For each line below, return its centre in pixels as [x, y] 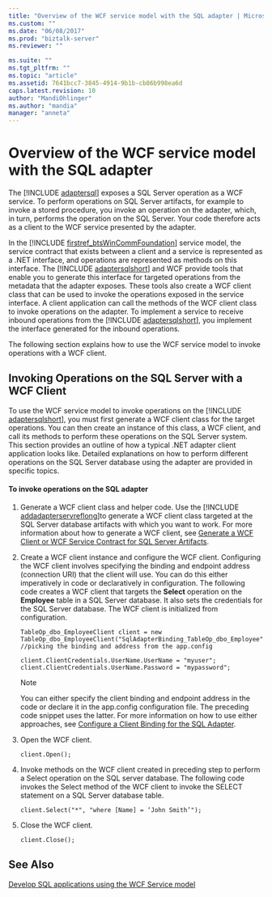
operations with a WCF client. [57, 353]
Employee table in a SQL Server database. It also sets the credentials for [141, 600]
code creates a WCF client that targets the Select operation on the [131, 592]
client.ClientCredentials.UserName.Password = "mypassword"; [125, 668]
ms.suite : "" [30, 61]
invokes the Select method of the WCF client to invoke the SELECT [131, 787]
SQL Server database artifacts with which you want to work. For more [136, 525]
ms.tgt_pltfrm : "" [39, 68]
